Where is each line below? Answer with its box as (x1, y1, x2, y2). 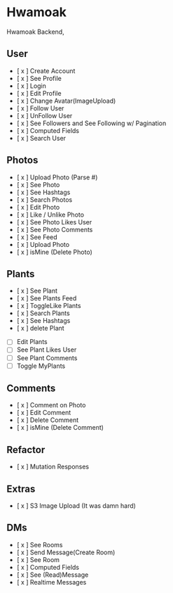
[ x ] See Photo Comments (16, 225, 93, 234)
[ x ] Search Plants (16, 309, 71, 317)
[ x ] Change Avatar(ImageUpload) (16, 96, 116, 105)
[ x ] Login (16, 82, 47, 90)
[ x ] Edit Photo (16, 203, 60, 211)
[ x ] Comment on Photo (16, 401, 86, 409)
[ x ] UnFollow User (16, 111, 73, 120)
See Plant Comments (16, 353, 78, 362)
